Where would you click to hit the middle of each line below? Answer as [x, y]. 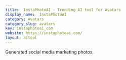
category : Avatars [25, 19]
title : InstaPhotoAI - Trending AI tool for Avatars [63, 10]
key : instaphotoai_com [29, 28]
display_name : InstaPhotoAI [36, 14]
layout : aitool [21, 38]
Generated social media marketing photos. [50, 52]
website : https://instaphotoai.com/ [44, 33]
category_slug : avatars [30, 24]
